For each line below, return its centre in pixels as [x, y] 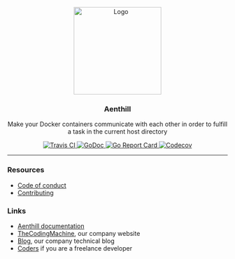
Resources [26, 170]
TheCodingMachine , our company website [79, 233]
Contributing [35, 192]
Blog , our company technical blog [66, 241]
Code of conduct [42, 185]
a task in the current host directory [117, 132]
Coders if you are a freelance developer [75, 248]
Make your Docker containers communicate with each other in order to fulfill [117, 124]
